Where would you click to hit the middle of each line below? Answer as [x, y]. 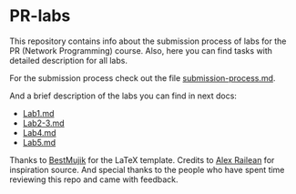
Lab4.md [39, 132]
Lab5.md [39, 142]
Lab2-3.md [44, 123]
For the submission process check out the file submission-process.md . [143, 77]
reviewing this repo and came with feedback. [94, 179]
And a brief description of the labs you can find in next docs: [123, 96]
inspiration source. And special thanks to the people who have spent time [147, 169]
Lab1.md [38, 113]
